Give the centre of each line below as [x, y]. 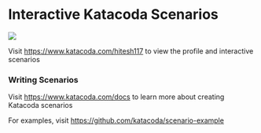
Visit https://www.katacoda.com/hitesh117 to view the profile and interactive [131, 51]
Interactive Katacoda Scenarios [113, 15]
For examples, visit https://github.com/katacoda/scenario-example [116, 120]
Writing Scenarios [43, 79]
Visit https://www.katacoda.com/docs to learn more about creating [116, 97]
